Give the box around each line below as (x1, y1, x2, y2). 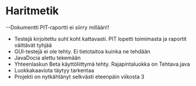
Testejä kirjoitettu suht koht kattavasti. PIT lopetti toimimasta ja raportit (14, 35, 187, 42)
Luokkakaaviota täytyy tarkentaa (14, 66, 94, 74)
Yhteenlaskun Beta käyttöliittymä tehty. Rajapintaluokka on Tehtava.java (14, 60, 191, 68)
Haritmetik (5, 4, 59, 18)
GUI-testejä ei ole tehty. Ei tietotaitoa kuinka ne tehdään (14, 47, 151, 55)
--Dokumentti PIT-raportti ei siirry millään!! (5, 24, 109, 31)
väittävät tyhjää (14, 42, 52, 49)
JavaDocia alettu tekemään (14, 54, 81, 61)
